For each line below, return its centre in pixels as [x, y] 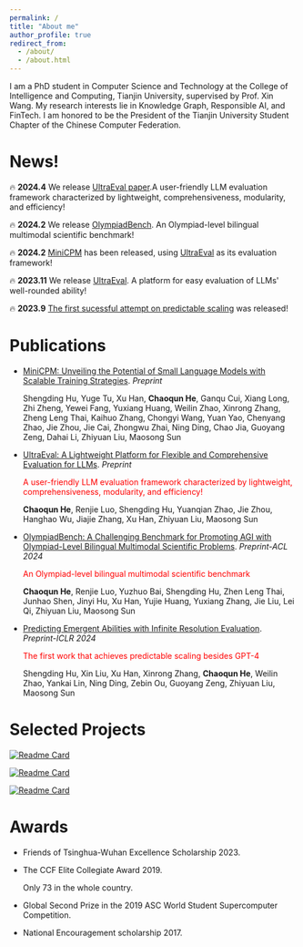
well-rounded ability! [48, 290]
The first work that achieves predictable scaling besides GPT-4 [141, 655]
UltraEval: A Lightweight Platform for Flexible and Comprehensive [145, 454]
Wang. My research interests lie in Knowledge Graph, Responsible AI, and [147, 105]
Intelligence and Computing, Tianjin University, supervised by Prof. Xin [141, 96]
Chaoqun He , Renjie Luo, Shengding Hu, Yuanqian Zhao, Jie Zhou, [147, 509]
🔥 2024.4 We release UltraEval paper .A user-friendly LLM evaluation [139, 187]
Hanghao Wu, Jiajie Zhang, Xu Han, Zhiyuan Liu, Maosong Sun [140, 519]
